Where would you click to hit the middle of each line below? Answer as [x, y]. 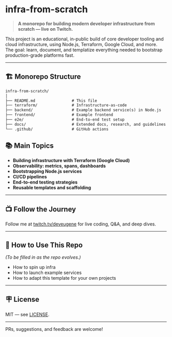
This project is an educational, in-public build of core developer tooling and [84, 39]
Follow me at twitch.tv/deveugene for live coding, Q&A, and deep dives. [81, 224]
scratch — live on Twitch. [45, 29]
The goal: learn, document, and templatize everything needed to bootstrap [84, 50]
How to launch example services [47, 273]
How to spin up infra [34, 267]
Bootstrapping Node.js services [47, 171]
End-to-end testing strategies [45, 182]
